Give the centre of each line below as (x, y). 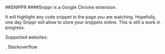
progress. (15, 27)
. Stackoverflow (21, 47)
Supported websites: (27, 37)
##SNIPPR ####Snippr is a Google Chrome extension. (61, 7)
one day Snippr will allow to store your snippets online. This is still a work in (83, 22)
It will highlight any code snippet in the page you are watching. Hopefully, (81, 17)
